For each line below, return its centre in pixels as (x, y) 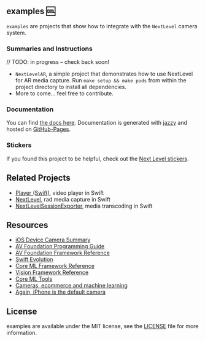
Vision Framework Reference (52, 272)
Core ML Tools (34, 279)
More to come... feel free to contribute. (64, 93)
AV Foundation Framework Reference (63, 253)
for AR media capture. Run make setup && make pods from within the (101, 80)
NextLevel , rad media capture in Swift (63, 199)
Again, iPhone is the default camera (60, 292)
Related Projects (38, 178)
